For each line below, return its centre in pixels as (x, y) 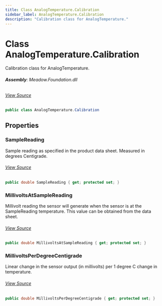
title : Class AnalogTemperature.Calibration (52, 10)
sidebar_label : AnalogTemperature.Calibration (54, 14)
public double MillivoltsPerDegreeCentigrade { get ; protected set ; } (80, 298)
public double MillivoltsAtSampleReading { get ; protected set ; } (76, 243)
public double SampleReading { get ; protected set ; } (62, 182)
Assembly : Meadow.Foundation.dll (41, 79)
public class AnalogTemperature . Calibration (52, 110)
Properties (22, 126)
